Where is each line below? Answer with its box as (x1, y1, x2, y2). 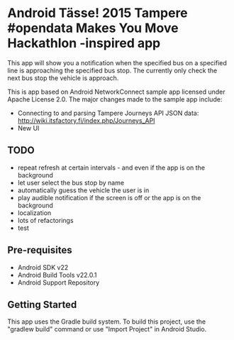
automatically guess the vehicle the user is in (17, 186, 150, 194)
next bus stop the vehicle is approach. (7, 73, 119, 82)
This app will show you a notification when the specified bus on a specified (7, 58, 227, 67)
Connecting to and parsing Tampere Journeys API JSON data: (17, 109, 199, 117)
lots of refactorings (17, 216, 74, 224)
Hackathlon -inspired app (7, 35, 161, 51)
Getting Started (7, 298, 77, 310)
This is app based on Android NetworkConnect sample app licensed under (7, 87, 225, 96)
